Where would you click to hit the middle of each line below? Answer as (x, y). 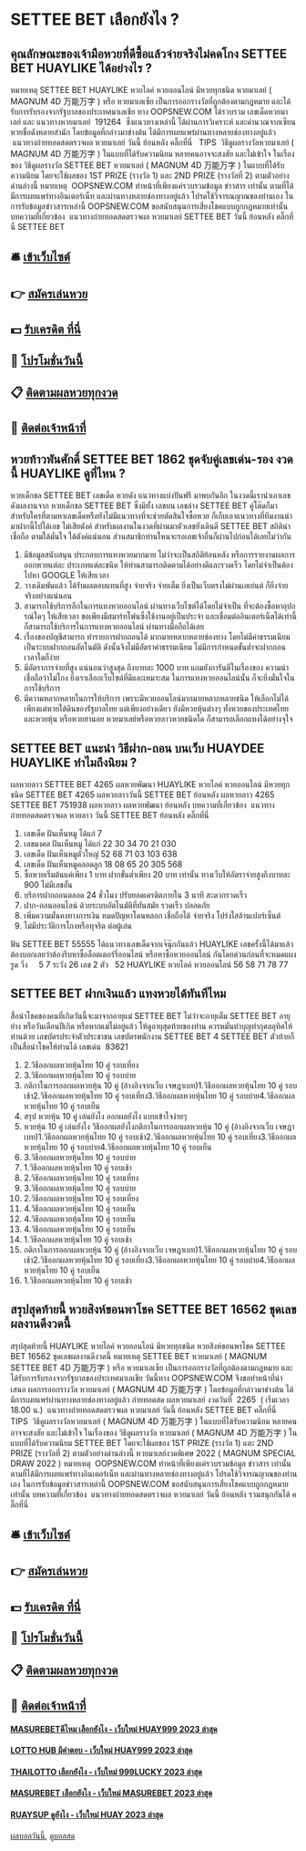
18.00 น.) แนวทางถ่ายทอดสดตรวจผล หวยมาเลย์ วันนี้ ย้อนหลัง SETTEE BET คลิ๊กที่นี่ (143, 1409)
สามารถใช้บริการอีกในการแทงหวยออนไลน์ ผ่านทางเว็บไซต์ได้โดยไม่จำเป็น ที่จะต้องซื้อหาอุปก (159, 606)
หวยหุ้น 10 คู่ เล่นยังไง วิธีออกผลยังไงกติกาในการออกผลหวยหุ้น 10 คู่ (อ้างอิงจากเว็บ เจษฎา (159, 1126)
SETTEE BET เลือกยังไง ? (95, 20)
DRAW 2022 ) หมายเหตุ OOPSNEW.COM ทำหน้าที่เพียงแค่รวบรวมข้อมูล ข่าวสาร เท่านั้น (151, 1463)
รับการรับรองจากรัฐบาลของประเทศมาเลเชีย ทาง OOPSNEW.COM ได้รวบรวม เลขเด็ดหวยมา (149, 111)
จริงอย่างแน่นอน (47, 596)
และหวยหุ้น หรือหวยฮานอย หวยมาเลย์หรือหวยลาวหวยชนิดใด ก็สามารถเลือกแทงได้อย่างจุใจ (158, 719)
